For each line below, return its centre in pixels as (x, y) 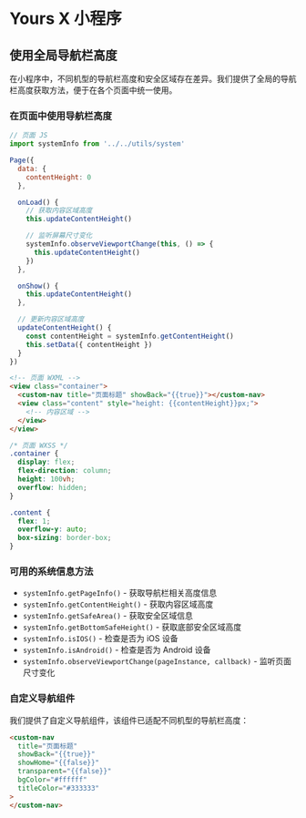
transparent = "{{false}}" (65, 772)
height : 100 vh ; (46, 479)
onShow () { (38, 286)
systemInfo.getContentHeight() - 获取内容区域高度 (118, 604)
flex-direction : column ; (65, 471)
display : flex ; (46, 462)
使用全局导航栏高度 (63, 55)
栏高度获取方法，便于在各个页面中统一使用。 (93, 90)
